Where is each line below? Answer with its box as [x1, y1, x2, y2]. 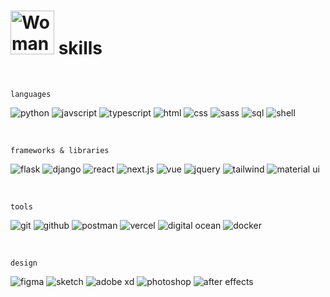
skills [58, 37, 103, 60]
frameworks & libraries [10, 145, 110, 155]
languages [10, 89, 52, 99]
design [10, 258, 38, 268]
